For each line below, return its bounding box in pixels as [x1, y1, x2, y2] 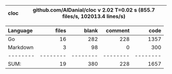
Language [8, 27, 33, 34]
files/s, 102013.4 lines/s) [62, 13, 125, 20]
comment [105, 27, 130, 34]
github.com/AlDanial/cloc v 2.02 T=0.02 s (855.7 [32, 7, 155, 13]
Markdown [8, 44, 34, 51]
